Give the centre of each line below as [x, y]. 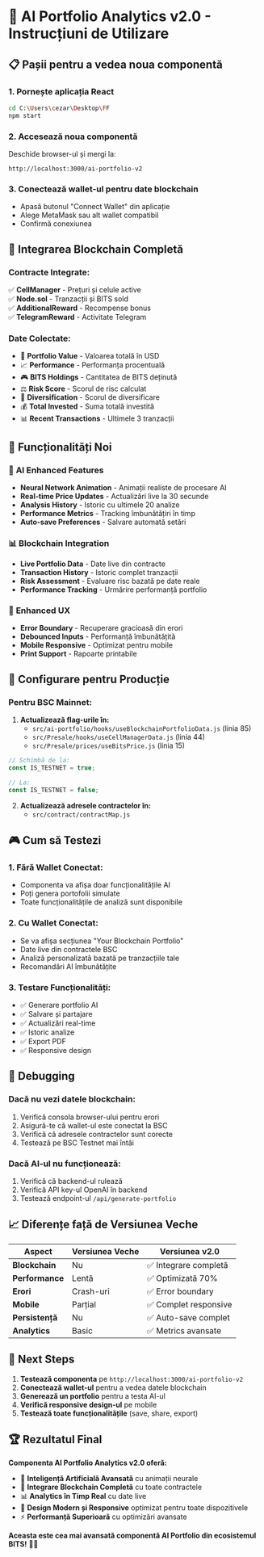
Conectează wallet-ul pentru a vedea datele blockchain [113, 1387]
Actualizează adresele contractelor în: [86, 805]
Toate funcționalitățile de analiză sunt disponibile [101, 902]
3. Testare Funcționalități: [60, 987]
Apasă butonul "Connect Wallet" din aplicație [95, 207]
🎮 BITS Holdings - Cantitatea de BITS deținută [98, 377]
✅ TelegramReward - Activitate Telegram [78, 317]
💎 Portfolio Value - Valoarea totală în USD [90, 356]
